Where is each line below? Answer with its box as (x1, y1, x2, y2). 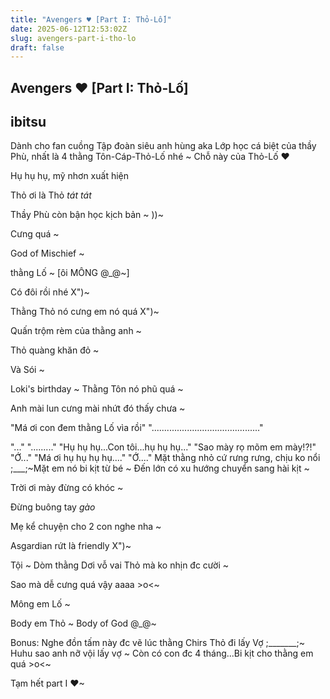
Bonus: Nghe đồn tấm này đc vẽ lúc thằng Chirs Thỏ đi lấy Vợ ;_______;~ (10, 637, 305, 649)
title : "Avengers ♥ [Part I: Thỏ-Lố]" (10, 14, 172, 25)
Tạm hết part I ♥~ (10, 677, 85, 690)
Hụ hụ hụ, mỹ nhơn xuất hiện (10, 170, 130, 182)
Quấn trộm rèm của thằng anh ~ (10, 325, 142, 337)
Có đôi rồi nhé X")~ (10, 286, 90, 298)
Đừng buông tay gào (10, 501, 96, 513)
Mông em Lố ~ (10, 598, 71, 610)
